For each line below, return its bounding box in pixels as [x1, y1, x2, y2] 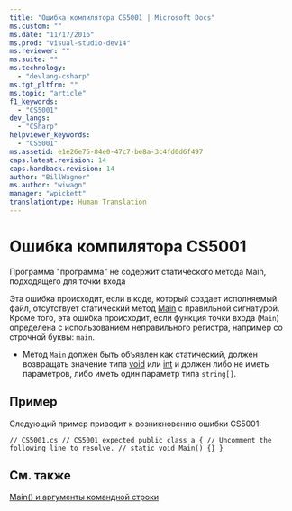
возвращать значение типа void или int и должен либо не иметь [22, 358, 269, 370]
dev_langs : [9, 114, 50, 123]
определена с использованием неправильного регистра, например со [9, 322, 284, 333]
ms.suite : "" [9, 55, 59, 64]
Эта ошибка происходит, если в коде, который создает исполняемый [9, 293, 278, 304]
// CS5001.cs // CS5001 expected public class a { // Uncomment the [9, 435, 272, 444]
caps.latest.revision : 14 [9, 155, 106, 165]
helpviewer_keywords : [9, 131, 91, 140]
